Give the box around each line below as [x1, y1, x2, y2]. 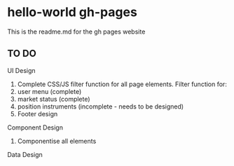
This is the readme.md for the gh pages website [7, 27, 146, 36]
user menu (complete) [17, 87, 82, 95]
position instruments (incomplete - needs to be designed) [17, 102, 184, 111]
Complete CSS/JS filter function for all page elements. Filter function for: [17, 80, 228, 88]
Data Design [7, 150, 43, 158]
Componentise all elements [17, 137, 97, 145]
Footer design [17, 109, 58, 118]
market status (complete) [17, 95, 90, 103]
